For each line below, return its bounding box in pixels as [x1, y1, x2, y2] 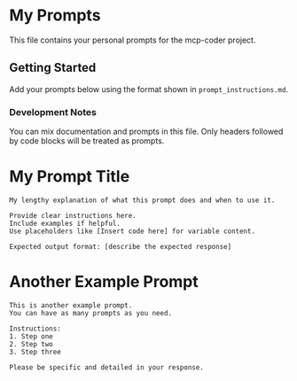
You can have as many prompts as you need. [9, 308, 173, 317]
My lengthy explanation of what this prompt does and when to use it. [9, 196, 276, 205]
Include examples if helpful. [9, 219, 121, 228]
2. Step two [9, 339, 53, 348]
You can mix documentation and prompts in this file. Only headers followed [9, 126, 284, 137]
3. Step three [9, 347, 62, 356]
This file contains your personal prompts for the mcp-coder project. [9, 35, 256, 45]
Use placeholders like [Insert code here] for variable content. [9, 227, 255, 236]
